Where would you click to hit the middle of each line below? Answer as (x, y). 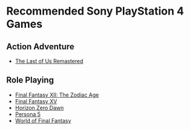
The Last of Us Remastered (49, 61)
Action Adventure (40, 46)
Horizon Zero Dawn (39, 108)
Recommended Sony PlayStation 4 (95, 11)
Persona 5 (28, 114)
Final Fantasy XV (36, 101)
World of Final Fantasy (43, 120)
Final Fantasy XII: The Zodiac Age (57, 95)
